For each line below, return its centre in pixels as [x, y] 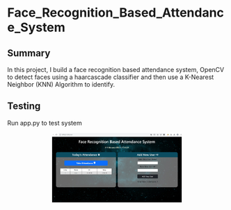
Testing [24, 106]
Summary [29, 53]
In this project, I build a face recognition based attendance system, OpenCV [116, 70]
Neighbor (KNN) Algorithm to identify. [61, 84]
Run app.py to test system [45, 123]
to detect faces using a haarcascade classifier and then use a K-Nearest [111, 77]
